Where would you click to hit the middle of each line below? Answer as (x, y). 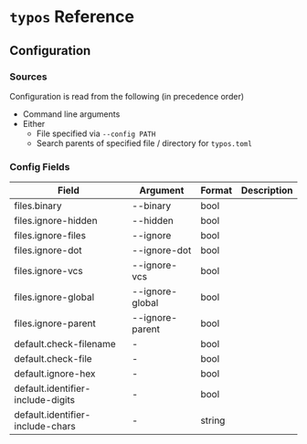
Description (267, 191)
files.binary (38, 206)
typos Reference (72, 17)
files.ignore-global (54, 297)
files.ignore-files (50, 236)
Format (217, 191)
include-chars (45, 427)
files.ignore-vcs (49, 271)
